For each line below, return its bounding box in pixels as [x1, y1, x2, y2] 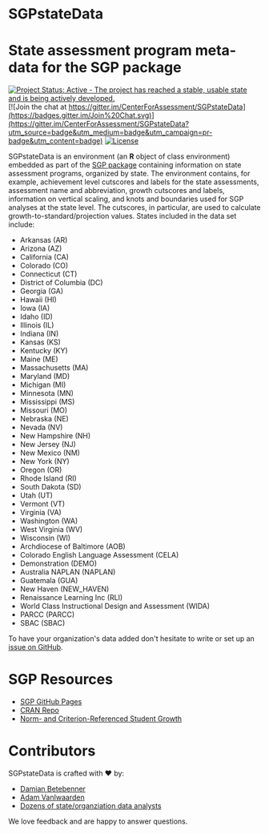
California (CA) [19, 252, 70, 262]
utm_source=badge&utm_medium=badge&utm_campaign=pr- [8, 127, 213, 137]
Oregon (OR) [19, 465, 62, 475]
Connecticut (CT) [19, 269, 78, 279]
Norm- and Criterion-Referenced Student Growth [19, 714, 183, 723]
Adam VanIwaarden [19, 792, 86, 802]
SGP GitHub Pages [19, 697, 82, 707]
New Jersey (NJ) [19, 440, 76, 449]
